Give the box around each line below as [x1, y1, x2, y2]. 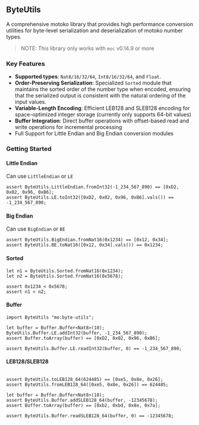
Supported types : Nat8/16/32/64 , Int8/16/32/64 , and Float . [14, 73, 162, 80]
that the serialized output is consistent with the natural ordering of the [14, 92, 186, 99]
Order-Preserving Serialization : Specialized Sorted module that [14, 80, 172, 87]
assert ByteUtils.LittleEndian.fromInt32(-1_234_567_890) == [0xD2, [6, 184, 179, 190]
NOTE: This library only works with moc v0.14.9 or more [20, 45, 154, 52]
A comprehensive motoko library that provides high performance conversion [6, 20, 194, 27]
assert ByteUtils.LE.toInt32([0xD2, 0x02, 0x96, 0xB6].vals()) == [6, 194, 174, 201]
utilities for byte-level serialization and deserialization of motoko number [6, 27, 183, 34]
